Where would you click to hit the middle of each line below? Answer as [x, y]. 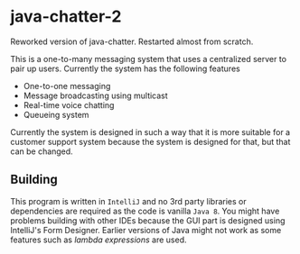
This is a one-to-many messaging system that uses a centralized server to [149, 59]
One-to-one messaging [67, 86]
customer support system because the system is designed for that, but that [150, 141]
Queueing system [56, 114]
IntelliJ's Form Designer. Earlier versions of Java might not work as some [146, 230]
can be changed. [42, 151]
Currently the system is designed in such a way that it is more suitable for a [150, 132]
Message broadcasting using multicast [95, 95]
